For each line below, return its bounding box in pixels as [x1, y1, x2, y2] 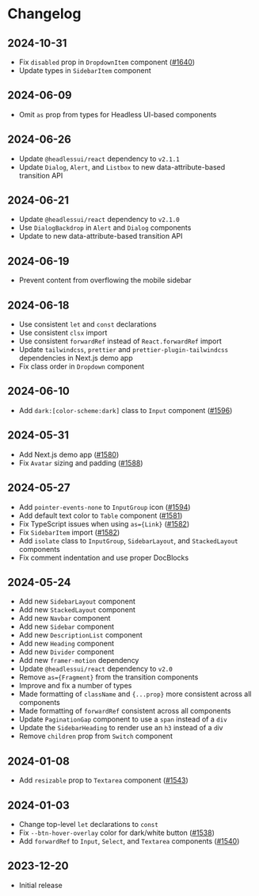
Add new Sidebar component [18, 622, 115, 631]
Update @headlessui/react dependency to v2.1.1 [18, 154, 180, 163]
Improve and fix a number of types [18, 681, 132, 691]
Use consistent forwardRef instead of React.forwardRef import [18, 336, 223, 346]
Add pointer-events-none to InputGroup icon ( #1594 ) [18, 502, 191, 511]
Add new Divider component [18, 647, 115, 657]
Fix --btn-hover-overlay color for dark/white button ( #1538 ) [18, 828, 215, 837]
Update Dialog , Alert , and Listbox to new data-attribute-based [18, 162, 226, 171]
